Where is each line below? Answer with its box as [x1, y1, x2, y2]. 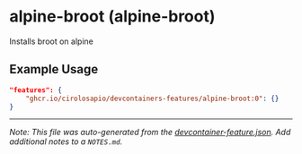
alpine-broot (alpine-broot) [9, 6, 216, 27]
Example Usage [9, 62, 99, 77]
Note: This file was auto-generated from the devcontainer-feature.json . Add [9, 127, 291, 138]
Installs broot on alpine [9, 36, 94, 47]
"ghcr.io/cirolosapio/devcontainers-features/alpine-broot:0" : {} [25, 94, 280, 103]
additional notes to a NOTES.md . [9, 136, 123, 147]
